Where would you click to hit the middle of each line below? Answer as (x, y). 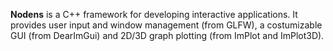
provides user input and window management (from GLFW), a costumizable (166, 25)
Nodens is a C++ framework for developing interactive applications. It (154, 14)
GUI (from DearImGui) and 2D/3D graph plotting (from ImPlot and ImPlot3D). (167, 35)
